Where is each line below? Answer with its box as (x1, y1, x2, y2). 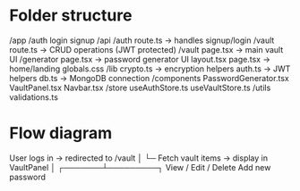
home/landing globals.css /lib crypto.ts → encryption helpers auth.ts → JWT (9, 63, 291, 74)
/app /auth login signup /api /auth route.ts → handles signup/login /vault (9, 35, 275, 46)
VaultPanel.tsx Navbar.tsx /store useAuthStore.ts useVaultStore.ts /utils (9, 82, 271, 93)
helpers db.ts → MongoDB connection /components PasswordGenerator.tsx (9, 72, 289, 83)
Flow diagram (9, 123, 113, 144)
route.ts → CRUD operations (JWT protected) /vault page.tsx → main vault (9, 44, 284, 54)
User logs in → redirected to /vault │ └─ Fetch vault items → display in (9, 153, 269, 163)
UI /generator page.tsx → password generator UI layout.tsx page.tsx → (9, 54, 271, 64)
